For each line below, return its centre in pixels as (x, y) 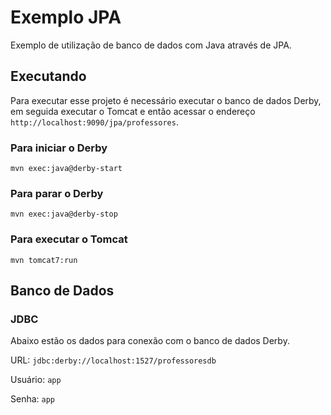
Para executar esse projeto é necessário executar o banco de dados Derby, (166, 100)
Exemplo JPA (66, 17)
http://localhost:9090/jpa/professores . (94, 122)
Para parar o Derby (57, 193)
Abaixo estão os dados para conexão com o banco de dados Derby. (150, 341)
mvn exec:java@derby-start (66, 169)
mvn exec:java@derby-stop (64, 214)
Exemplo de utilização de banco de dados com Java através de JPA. (151, 45)
